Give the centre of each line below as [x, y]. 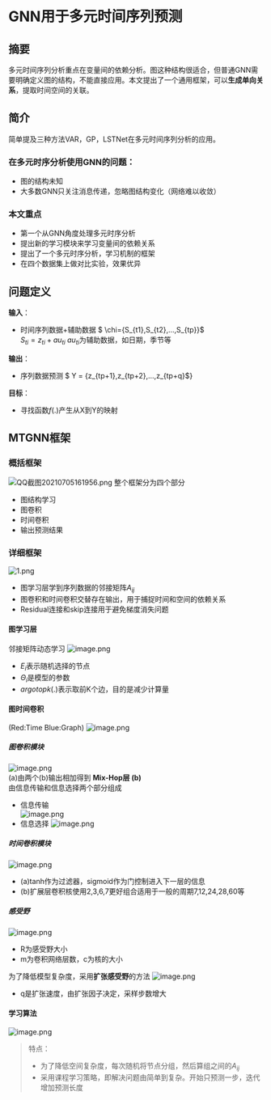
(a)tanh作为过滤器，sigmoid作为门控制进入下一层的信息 [112, 881]
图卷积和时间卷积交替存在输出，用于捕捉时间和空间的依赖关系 [123, 599]
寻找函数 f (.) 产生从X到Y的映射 [69, 410]
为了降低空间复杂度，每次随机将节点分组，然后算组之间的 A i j [140, 1066]
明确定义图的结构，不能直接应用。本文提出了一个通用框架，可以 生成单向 [135, 80]
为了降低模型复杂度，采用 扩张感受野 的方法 [79, 976]
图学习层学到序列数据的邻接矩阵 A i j [77, 589]
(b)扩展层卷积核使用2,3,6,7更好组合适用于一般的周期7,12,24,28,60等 [132, 891]
